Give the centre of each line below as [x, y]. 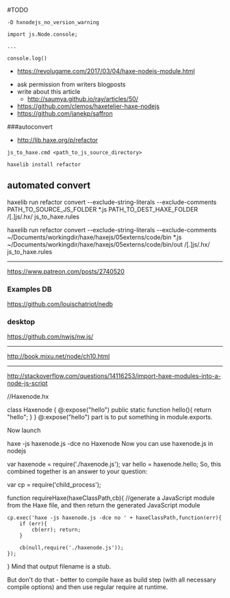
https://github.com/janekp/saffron [65, 113]
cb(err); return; [56, 530]
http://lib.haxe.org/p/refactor [57, 140]
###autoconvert [30, 127]
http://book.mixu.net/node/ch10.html [59, 356]
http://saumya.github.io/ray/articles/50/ [83, 99]
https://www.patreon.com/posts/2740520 [66, 271]
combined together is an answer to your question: [77, 471]
